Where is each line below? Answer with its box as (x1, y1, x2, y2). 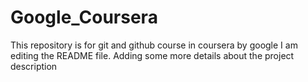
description (10, 60, 58, 72)
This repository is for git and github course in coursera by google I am (10, 39, 298, 51)
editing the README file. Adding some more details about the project (10, 49, 295, 61)
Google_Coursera (10, 6, 158, 29)
